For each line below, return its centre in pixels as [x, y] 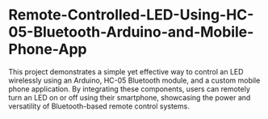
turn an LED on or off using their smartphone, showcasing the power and [130, 97]
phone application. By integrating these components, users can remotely [129, 89]
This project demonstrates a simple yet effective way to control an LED [126, 71]
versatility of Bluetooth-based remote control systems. [99, 106]
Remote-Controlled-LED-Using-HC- [131, 15]
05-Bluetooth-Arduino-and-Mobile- [131, 32]
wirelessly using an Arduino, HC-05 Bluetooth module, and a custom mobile [134, 80]
